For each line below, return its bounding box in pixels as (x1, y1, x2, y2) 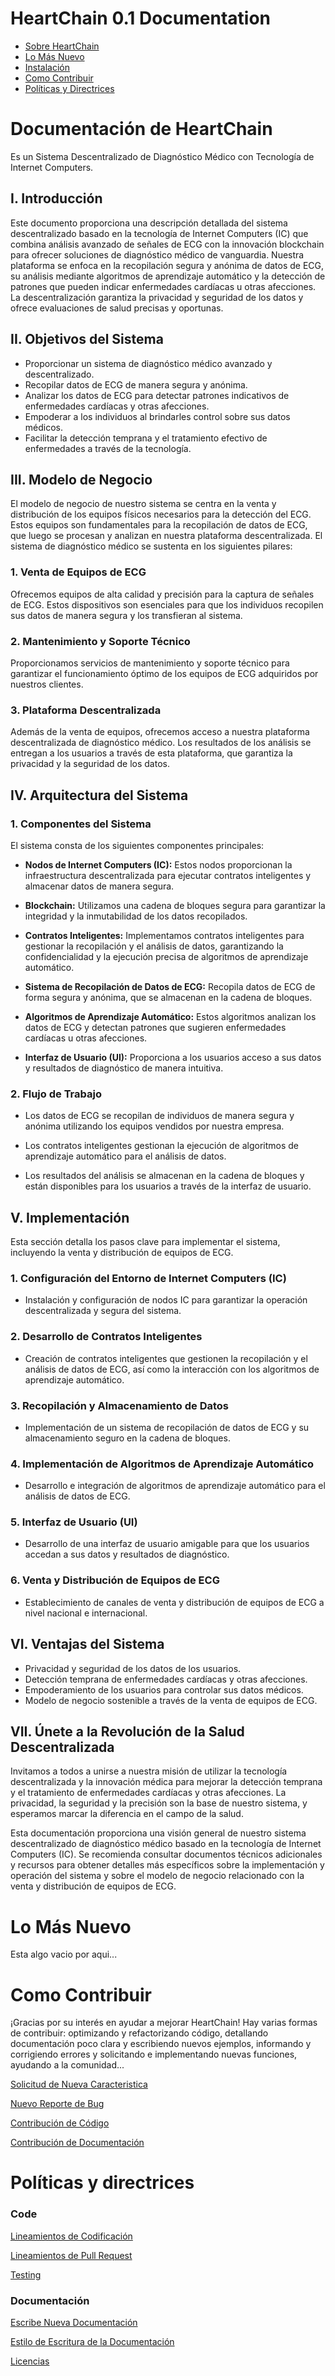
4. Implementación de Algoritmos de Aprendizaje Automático (10, 1457, 315, 1471)
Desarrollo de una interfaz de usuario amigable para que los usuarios (24, 1538, 310, 1550)
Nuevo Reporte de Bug (10, 2098, 105, 2110)
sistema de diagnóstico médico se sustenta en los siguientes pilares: (10, 540, 293, 552)
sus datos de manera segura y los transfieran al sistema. (10, 609, 243, 621)
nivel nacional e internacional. (24, 1607, 148, 1619)
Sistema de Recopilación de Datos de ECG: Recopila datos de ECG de (24, 980, 316, 992)
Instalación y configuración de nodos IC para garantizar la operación (24, 1294, 308, 1306)
